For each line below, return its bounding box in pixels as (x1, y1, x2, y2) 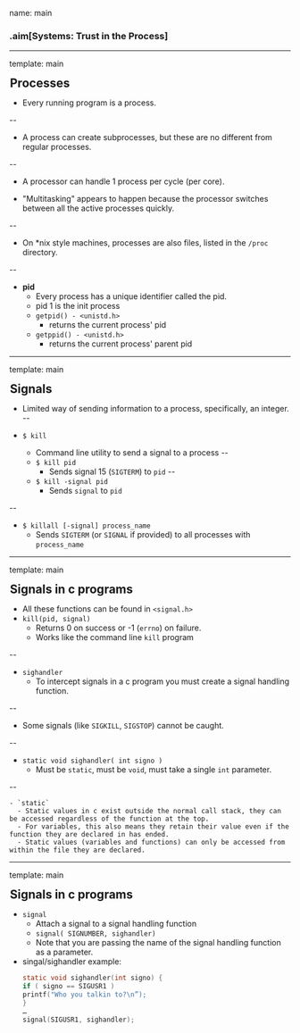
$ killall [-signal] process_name (21, 521, 151, 530)
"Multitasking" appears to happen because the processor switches (21, 194, 269, 204)
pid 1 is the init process (35, 301, 121, 312)
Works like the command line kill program (35, 632, 195, 643)
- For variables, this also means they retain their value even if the (17, 822, 290, 831)
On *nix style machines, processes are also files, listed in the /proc (21, 237, 269, 248)
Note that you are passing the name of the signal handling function (35, 937, 281, 948)
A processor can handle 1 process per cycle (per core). (21, 176, 225, 187)
